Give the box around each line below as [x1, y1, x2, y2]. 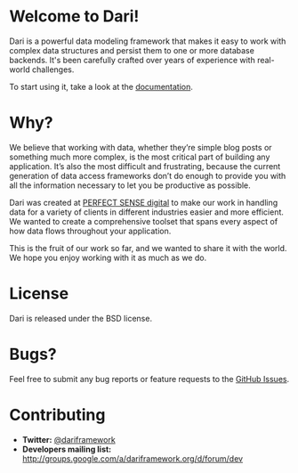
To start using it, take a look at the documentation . [9, 81, 194, 92]
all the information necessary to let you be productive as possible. [9, 180, 251, 191]
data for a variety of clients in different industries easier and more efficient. [9, 207, 285, 217]
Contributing [9, 404, 106, 425]
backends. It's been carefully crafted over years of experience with [9, 54, 255, 65]
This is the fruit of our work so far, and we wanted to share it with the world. [9, 242, 287, 253]
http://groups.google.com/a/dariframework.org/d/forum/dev [21, 453, 243, 464]
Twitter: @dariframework [21, 434, 116, 444]
